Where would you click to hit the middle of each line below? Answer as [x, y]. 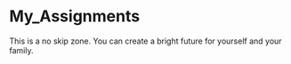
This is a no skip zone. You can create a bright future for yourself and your [145, 41]
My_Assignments [75, 16]
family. [21, 50]
